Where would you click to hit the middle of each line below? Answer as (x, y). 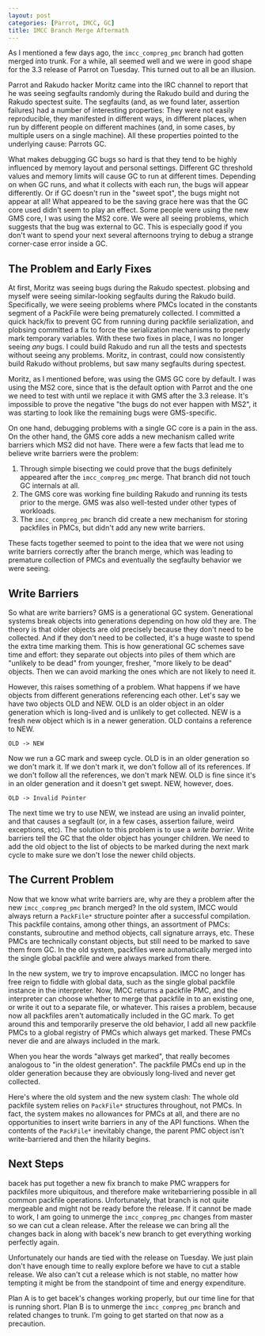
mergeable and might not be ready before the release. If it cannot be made (130, 1208)
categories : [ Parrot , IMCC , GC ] (61, 23)
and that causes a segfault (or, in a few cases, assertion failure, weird (121, 821)
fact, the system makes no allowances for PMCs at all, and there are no (124, 1113)
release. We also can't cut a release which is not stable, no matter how (123, 1274)
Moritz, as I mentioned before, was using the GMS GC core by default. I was (132, 379)
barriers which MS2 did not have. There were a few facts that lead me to (126, 445)
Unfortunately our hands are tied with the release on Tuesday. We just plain (131, 1257)
